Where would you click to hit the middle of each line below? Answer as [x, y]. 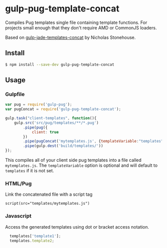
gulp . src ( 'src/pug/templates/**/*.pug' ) [56, 123]
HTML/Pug [19, 183]
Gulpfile [15, 94]
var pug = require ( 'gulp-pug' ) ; [39, 105]
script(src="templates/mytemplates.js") [48, 204]
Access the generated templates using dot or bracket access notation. [77, 227]
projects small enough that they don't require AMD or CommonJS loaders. [81, 27]
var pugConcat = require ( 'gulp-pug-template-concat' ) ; [63, 109]
